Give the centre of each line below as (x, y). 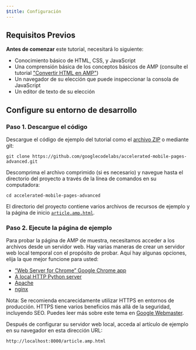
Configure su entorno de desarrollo (72, 110)
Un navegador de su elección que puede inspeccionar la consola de (97, 79)
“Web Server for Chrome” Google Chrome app (71, 270)
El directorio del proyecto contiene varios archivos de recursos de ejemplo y (98, 207)
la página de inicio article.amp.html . (50, 213)
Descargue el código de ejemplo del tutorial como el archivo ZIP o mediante (97, 140)
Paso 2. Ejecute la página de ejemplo (59, 228)
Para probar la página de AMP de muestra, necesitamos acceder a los (90, 241)
